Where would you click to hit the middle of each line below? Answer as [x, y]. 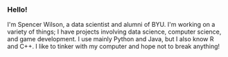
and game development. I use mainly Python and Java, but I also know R [111, 39]
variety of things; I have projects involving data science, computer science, [114, 32]
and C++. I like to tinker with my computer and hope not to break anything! [114, 47]
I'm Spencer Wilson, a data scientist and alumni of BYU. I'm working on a [111, 25]
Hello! [17, 10]
